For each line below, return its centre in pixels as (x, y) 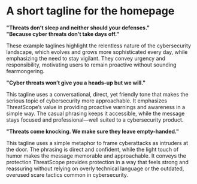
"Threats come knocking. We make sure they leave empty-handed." (93, 131)
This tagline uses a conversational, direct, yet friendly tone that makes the (97, 94)
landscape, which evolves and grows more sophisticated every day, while (97, 52)
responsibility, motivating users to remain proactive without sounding (91, 65)
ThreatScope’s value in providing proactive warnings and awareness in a (96, 107)
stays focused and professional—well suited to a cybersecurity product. (95, 120)
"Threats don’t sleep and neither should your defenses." (78, 28)
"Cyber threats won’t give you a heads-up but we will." (76, 83)
